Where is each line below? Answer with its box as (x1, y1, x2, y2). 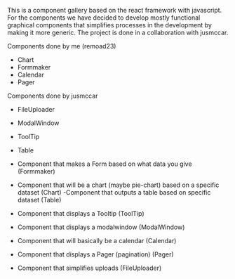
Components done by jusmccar (7, 91, 98, 100)
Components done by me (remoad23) (7, 42, 116, 50)
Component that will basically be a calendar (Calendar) (17, 237, 177, 245)
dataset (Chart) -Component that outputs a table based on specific (17, 188, 211, 196)
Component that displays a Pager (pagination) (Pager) (17, 250, 174, 259)
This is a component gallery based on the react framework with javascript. (7, 6, 222, 14)
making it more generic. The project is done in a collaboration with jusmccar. (7, 28, 229, 37)
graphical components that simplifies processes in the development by (7, 21, 213, 29)
